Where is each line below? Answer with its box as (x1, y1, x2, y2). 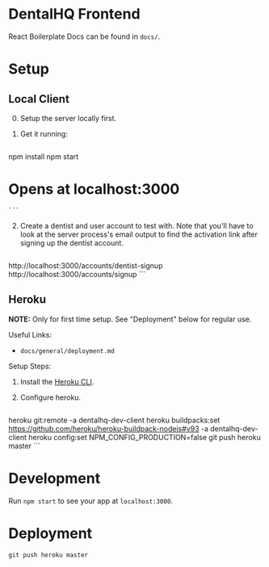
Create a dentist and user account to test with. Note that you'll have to (19, 220, 254, 230)
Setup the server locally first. (19, 113, 117, 123)
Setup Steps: (8, 361, 52, 371)
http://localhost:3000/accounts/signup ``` (8, 269, 146, 279)
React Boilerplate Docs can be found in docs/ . (8, 31, 161, 41)
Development (8, 469, 101, 487)
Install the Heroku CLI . (19, 376, 95, 386)
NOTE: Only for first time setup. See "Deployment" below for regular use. (8, 314, 252, 324)
